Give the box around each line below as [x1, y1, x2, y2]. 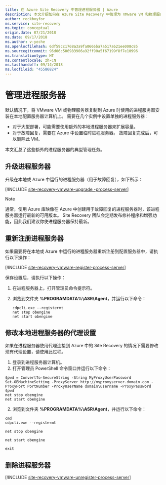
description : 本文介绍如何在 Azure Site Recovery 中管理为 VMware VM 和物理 [5, 12, 157, 17]
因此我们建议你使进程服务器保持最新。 [13, 218, 92, 224]
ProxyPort [5, 384, 26, 389]
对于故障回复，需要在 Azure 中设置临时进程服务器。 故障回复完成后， [12, 129, 154, 136]
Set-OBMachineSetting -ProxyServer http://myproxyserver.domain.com [5, 380, 149, 385]
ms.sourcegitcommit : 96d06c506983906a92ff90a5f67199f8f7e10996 [5, 48, 138, 53]
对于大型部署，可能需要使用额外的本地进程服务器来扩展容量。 [12, 123, 138, 129]
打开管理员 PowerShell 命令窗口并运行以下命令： [12, 365, 112, 371]
